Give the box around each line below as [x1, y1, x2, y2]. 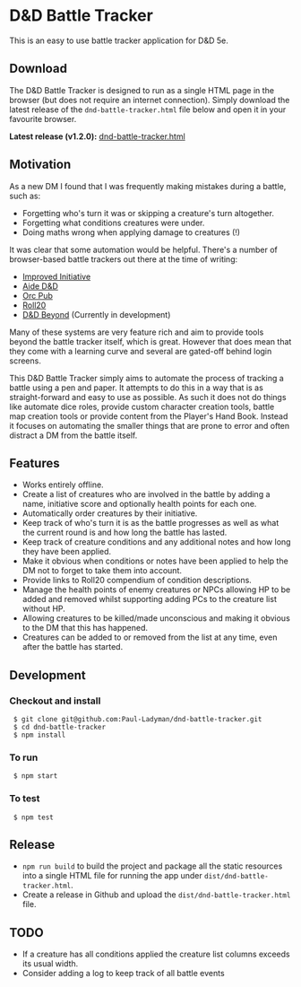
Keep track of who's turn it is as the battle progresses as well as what [21, 518, 279, 528]
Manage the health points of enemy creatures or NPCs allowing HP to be [21, 584, 291, 595]
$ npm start [13, 772, 58, 781]
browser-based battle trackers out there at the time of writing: [9, 253, 238, 265]
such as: [9, 190, 41, 201]
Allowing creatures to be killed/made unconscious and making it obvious [21, 613, 291, 624]
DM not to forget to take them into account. [21, 565, 182, 576]
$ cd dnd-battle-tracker [13, 723, 106, 732]
